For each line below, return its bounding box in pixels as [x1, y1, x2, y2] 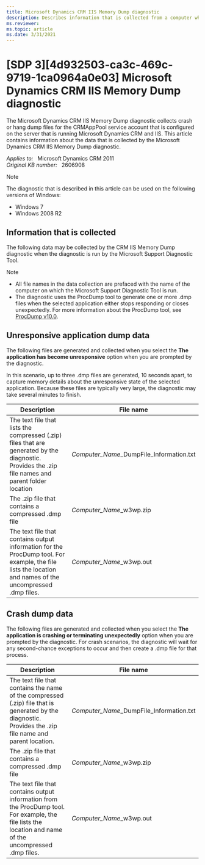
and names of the [9, 573, 60, 581]
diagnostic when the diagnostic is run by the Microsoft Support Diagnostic [6, 250, 193, 257]
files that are [9, 438, 46, 447]
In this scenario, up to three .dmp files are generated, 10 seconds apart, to [6, 371, 193, 378]
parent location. [9, 737, 55, 745]
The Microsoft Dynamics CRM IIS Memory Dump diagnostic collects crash [6, 117, 193, 125]
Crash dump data [6, 609, 73, 620]
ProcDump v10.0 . [15, 313, 59, 320]
